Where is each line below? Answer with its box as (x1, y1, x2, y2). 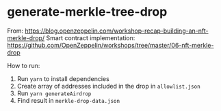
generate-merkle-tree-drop (7, 4, 168, 20)
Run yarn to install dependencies (16, 74, 109, 82)
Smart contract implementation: (46, 33, 135, 42)
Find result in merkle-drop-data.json (16, 96, 120, 104)
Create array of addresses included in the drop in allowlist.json (16, 82, 200, 90)
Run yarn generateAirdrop (16, 89, 92, 97)
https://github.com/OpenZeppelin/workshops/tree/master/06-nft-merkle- (7, 41, 214, 49)
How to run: (7, 61, 40, 69)
